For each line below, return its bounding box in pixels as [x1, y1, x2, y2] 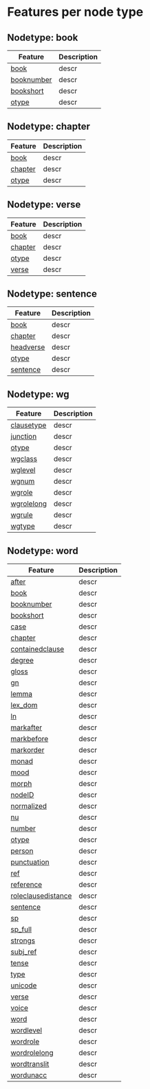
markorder [10, 745, 45, 755]
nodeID [10, 790, 34, 800]
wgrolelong [10, 499, 47, 509]
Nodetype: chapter [7, 121, 91, 133]
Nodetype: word [7, 544, 78, 556]
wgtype [10, 522, 36, 531]
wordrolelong [10, 1048, 54, 1058]
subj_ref [10, 947, 37, 956]
